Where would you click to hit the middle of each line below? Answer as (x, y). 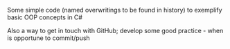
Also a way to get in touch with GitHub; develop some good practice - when (115, 31)
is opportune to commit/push (48, 38)
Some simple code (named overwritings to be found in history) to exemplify (115, 10)
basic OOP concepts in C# (45, 17)
